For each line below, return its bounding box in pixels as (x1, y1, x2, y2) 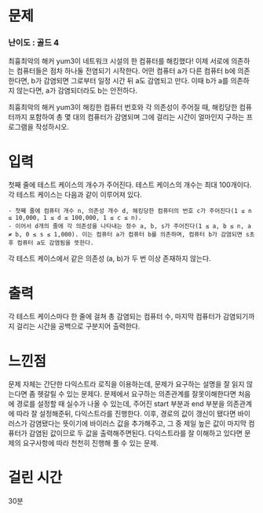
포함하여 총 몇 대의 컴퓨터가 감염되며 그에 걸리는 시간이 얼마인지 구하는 (28, 112, 245, 122)
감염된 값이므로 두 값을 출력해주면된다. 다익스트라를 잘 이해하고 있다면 (28, 429, 243, 438)
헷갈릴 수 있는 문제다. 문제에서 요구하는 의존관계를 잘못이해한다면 (37, 390, 237, 399)
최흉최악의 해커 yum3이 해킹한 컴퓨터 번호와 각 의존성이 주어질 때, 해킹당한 (8, 103, 238, 112)
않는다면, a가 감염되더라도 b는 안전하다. (16, 86, 138, 95)
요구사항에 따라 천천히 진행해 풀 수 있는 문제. (22, 438, 159, 448)
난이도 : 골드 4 (8, 37, 60, 48)
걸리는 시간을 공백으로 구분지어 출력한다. (16, 321, 141, 331)
